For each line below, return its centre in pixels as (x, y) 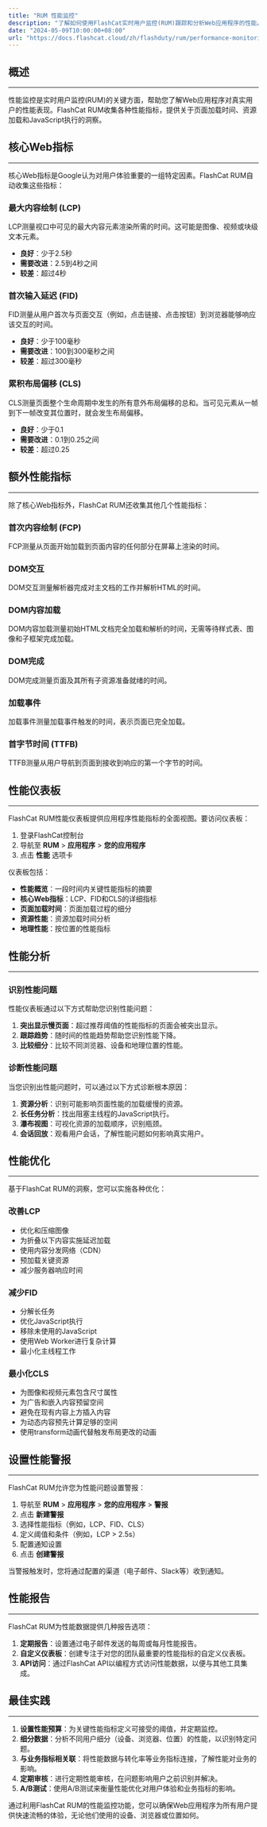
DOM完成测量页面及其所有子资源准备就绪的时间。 (90, 680)
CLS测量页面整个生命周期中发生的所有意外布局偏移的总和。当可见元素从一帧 (133, 403)
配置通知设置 (41, 1544)
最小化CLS (29, 1373)
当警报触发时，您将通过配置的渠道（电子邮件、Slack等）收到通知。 (118, 1571)
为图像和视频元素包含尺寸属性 (68, 1392)
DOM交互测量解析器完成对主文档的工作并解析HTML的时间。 (106, 588)
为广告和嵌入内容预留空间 (62, 1402)
